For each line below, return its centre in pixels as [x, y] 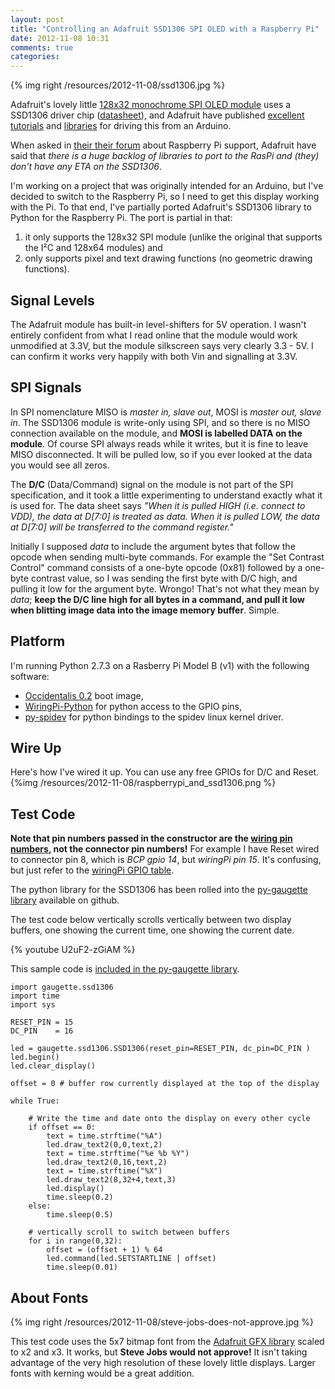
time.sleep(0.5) [80, 1215]
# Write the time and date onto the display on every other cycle [169, 1119]
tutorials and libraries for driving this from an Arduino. [121, 126]
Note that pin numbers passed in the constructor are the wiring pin [151, 838]
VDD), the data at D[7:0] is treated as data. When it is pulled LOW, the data [165, 516]
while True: [35, 1101]
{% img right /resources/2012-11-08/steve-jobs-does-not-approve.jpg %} [162, 1322]
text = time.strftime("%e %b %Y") [118, 1154]
